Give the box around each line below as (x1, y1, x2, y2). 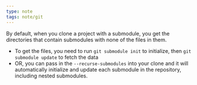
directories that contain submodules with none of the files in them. (6, 36, 167, 43)
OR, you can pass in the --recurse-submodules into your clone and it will (14, 59, 189, 67)
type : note (6, 8, 33, 15)
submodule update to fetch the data (14, 54, 99, 61)
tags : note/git (6, 14, 44, 20)
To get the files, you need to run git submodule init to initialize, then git (14, 47, 192, 54)
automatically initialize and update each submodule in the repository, (14, 66, 182, 73)
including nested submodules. (14, 72, 88, 79)
